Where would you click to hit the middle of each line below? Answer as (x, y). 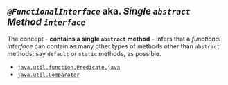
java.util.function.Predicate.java (69, 67)
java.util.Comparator (48, 75)
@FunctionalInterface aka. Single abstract (99, 11)
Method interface (46, 22)
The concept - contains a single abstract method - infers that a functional (114, 39)
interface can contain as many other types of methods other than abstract (114, 46)
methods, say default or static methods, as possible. (84, 53)
